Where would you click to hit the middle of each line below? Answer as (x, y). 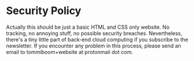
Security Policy (44, 11)
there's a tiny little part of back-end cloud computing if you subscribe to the (97, 39)
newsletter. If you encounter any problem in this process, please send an (93, 46)
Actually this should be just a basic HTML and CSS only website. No (88, 27)
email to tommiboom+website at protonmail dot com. (70, 52)
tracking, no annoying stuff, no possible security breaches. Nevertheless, (94, 33)
